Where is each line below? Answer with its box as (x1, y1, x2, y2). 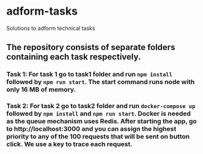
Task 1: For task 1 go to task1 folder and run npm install (6, 70, 173, 79)
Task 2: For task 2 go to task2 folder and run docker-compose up (6, 102, 196, 111)
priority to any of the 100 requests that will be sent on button (6, 133, 190, 141)
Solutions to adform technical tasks (6, 24, 95, 32)
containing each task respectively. (6, 52, 141, 62)
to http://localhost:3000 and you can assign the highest (6, 125, 177, 133)
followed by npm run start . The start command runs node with (6, 78, 195, 86)
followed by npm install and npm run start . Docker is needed (6, 109, 191, 118)
